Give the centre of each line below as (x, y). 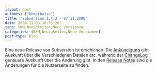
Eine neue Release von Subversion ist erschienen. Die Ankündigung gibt (77, 50)
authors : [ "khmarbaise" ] (30, 14)
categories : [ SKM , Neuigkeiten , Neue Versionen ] (53, 32)
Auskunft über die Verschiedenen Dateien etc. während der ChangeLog (76, 55)
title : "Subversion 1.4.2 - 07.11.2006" (47, 18)
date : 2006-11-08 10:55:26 (32, 23)
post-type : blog (21, 36)
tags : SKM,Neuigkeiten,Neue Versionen (44, 27)
